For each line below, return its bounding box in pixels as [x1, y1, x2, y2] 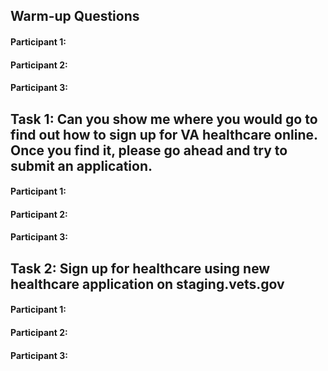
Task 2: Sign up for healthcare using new [10, 260, 271, 277]
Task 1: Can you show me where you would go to [10, 110, 318, 128]
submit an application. [10, 157, 153, 174]
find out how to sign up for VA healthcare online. [10, 126, 318, 143]
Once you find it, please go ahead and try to [10, 142, 288, 159]
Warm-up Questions [10, 8, 140, 25]
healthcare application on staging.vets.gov [10, 275, 285, 293]
